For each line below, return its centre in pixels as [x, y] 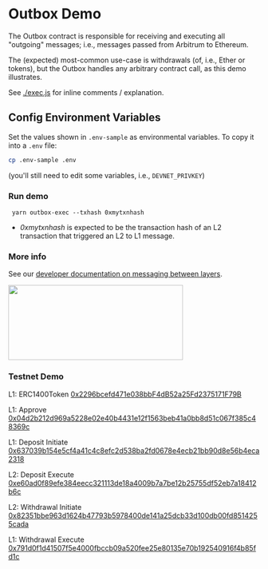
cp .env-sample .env [43, 160]
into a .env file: [33, 145]
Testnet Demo [36, 376]
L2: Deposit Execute [41, 474]
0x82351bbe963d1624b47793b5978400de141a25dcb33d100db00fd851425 [133, 515]
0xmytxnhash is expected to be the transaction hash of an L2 [120, 227]
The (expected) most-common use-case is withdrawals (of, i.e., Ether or [127, 60]
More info [27, 257]
